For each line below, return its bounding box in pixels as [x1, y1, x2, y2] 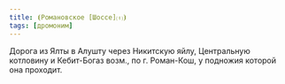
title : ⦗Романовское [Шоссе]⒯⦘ [9, 12, 127, 22]
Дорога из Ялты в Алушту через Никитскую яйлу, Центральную [9, 45, 250, 56]
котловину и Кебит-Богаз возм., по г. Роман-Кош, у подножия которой [9, 55, 277, 65]
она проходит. [9, 64, 63, 75]
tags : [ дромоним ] [9, 21, 73, 30]
